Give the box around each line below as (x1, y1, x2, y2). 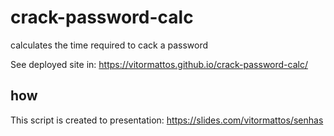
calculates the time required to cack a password (10, 39, 209, 51)
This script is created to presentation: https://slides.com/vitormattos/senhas (10, 114, 324, 126)
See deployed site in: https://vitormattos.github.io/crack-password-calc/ (10, 58, 308, 70)
